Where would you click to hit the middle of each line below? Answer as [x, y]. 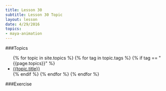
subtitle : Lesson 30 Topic [34, 15]
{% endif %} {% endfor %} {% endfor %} [56, 74]
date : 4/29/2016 [22, 24]
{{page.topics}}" [30, 63]
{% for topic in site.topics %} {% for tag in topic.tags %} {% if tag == [85, 58]
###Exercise [19, 84]
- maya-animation [24, 34]
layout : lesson [21, 19]
